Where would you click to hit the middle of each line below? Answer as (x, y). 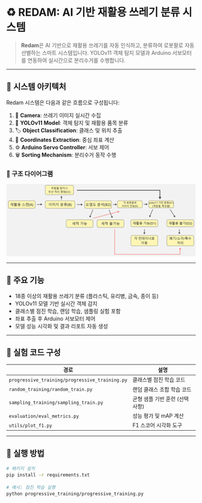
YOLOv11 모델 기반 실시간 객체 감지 (56, 303)
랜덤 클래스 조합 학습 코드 (162, 389)
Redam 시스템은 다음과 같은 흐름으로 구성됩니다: (63, 102)
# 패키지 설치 (21, 468)
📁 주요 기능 (26, 280)
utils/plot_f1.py (30, 425)
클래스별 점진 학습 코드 (159, 380)
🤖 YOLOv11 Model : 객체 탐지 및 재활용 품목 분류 (72, 123)
